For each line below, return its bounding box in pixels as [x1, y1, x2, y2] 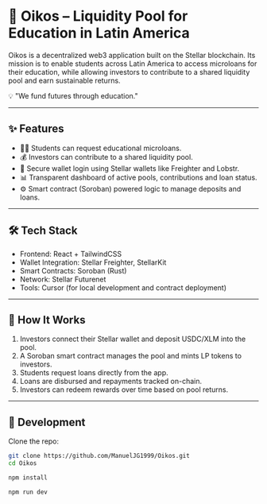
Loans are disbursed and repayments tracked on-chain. [19, 377, 203, 386]
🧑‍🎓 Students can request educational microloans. [19, 143, 182, 153]
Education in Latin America [8, 24, 191, 42]
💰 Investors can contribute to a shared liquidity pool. [19, 152, 193, 161]
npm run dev [8, 488, 48, 496]
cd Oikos [8, 459, 37, 467]
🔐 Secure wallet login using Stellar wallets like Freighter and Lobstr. [19, 163, 240, 173]
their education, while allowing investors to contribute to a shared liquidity [8, 67, 250, 76]
